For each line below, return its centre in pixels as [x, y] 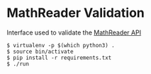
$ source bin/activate [40, 51]
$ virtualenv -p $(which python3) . [61, 45]
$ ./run [18, 64]
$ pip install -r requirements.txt [59, 58]
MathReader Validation [75, 13]
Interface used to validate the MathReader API [74, 32]
